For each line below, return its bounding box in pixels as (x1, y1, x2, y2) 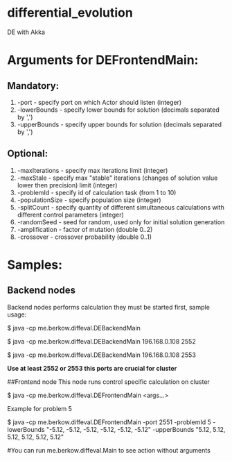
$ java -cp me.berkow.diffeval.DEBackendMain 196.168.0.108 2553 (7, 351, 196, 359)
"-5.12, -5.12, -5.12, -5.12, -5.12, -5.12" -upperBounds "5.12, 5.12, (46, 425, 226, 433)
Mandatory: (7, 80, 60, 92)
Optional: (7, 148, 48, 160)
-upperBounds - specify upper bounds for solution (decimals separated (17, 120, 222, 128)
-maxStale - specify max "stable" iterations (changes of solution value (17, 174, 218, 182)
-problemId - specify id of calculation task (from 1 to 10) (17, 188, 177, 196)
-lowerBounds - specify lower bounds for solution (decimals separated (17, 106, 220, 114)
